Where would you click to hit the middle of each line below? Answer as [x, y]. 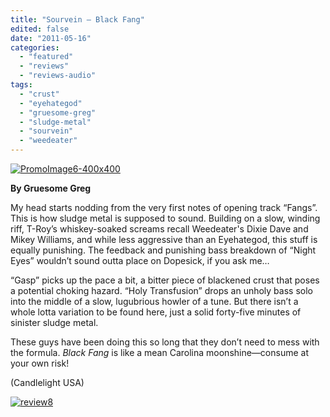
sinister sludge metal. [54, 322]
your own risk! [40, 363]
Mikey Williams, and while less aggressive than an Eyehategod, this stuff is [164, 239]
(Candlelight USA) [47, 382]
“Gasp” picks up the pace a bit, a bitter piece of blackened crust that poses [165, 280]
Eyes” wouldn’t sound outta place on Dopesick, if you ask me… [140, 260]
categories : [35, 47]
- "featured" [46, 57]
